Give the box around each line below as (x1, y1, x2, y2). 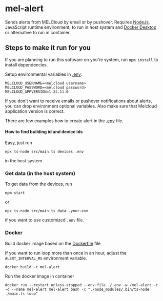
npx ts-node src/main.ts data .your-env (5, 209, 89, 214)
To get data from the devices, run (5, 181, 72, 187)
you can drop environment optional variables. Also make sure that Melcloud (5, 103, 157, 109)
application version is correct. (5, 108, 65, 114)
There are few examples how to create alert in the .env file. (5, 118, 123, 124)
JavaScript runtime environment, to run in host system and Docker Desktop (5, 24, 157, 30)
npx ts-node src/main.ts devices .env (5, 149, 84, 154)
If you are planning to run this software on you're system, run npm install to (5, 57, 159, 63)
